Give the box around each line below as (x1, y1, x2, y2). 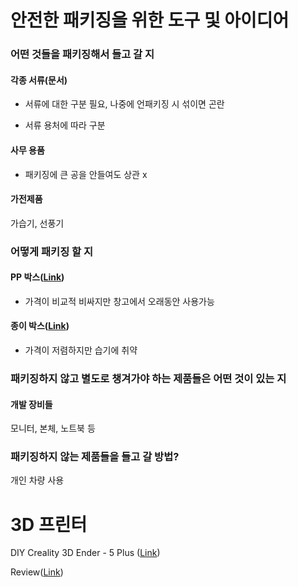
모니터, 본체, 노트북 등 (10, 422, 96, 435)
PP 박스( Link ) (10, 271, 65, 283)
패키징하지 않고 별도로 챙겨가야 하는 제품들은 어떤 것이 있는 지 (10, 371, 287, 385)
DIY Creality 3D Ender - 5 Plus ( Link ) (10, 547, 161, 559)
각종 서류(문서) (10, 74, 68, 86)
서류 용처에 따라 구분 (24, 119, 106, 131)
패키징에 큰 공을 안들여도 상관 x (24, 168, 148, 180)
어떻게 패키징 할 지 (10, 244, 94, 258)
